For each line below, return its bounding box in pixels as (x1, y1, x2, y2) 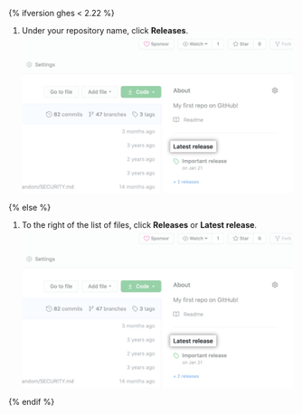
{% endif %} (8, 397, 55, 408)
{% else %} (8, 203, 52, 213)
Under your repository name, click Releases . (21, 25, 189, 35)
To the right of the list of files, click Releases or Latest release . (21, 220, 258, 231)
